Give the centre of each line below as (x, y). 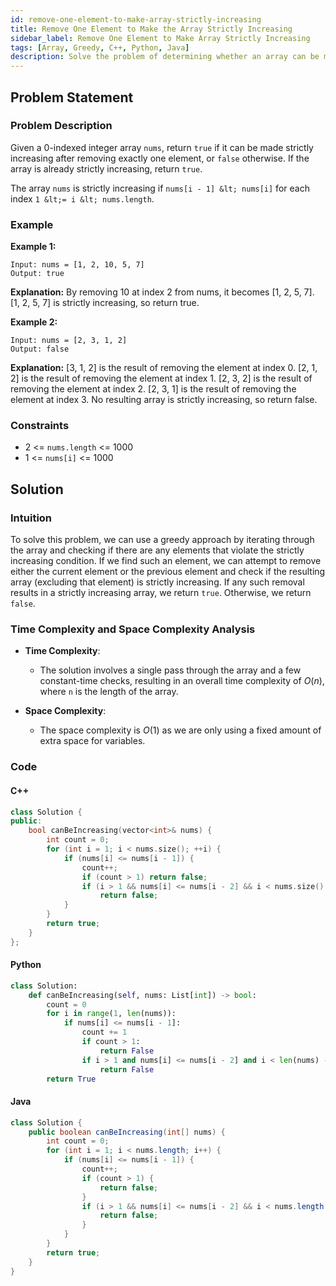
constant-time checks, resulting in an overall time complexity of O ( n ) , (182, 681)
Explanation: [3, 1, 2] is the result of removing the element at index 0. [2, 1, (164, 368)
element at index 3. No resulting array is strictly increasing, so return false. (164, 400)
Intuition (31, 518)
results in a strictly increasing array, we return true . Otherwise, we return (161, 593)
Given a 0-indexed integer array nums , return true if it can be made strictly (162, 147)
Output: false (40, 349)
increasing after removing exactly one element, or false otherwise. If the (160, 158)
